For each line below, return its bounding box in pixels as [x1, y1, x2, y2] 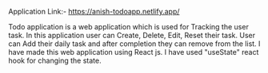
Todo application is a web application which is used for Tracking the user [8, 22, 250, 31]
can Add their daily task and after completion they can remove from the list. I [8, 39, 261, 48]
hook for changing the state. [8, 56, 102, 65]
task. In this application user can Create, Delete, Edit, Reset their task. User [8, 31, 256, 40]
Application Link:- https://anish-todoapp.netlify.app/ [8, 7, 180, 16]
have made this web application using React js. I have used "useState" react [8, 48, 259, 56]
